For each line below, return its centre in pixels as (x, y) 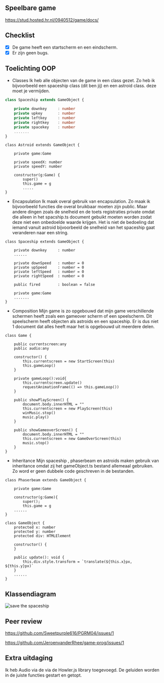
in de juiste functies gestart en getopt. (44, 675)
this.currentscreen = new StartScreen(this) (69, 361)
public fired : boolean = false (55, 285)
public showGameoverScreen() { (46, 430)
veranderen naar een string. (40, 233)
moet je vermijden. (31, 91)
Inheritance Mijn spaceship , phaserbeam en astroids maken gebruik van (85, 461)
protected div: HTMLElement (42, 536)
